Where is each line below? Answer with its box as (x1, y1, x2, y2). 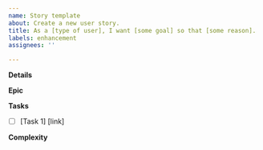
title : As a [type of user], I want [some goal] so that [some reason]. (8, 26, 257, 34)
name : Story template (8, 11, 81, 20)
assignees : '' (8, 41, 56, 49)
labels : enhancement (8, 34, 78, 42)
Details (8, 70, 33, 80)
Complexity (8, 132, 48, 142)
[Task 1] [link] (19, 116, 65, 126)
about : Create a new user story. (8, 19, 120, 27)
